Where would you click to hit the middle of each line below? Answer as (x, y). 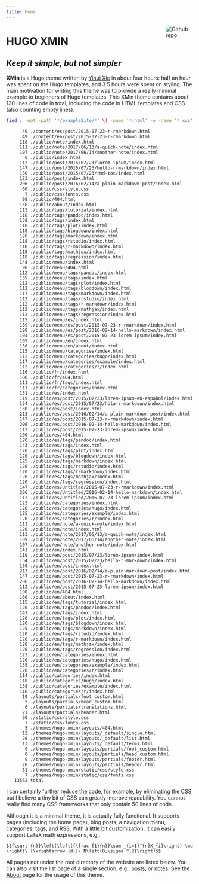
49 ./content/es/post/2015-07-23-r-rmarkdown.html (86, 131)
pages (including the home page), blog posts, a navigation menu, (86, 822)
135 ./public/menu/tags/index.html (64, 278)
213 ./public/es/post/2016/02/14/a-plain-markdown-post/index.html (105, 414)
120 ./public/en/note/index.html (61, 529)
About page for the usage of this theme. (55, 874)
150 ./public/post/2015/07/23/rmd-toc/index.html (82, 173)
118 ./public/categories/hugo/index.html (71, 681)
